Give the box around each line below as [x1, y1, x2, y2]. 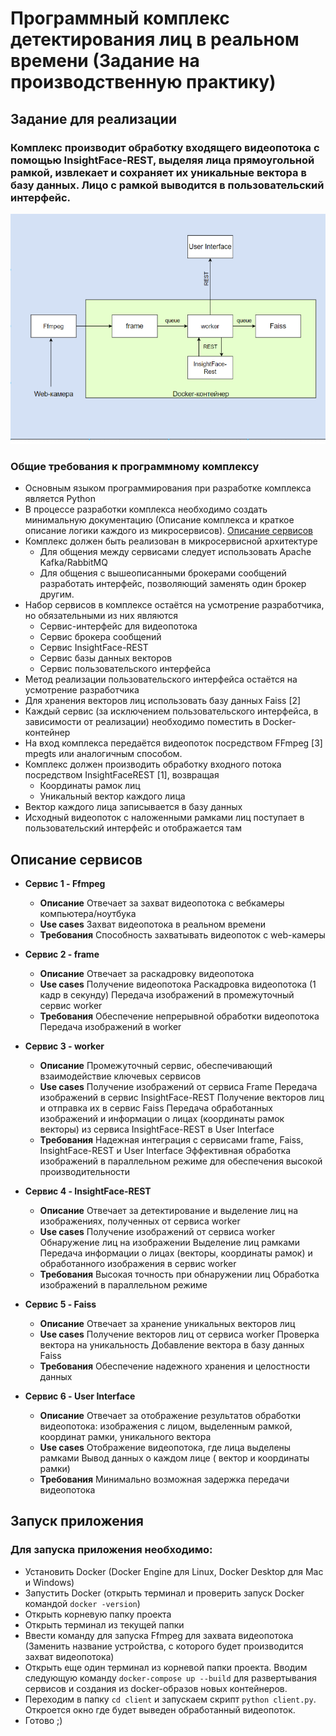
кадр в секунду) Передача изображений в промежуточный [39, 989, 295, 1001]
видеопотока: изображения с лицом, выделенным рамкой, [39, 1420, 293, 1432]
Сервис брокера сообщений [39, 631, 162, 643]
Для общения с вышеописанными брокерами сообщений [39, 567, 287, 579]
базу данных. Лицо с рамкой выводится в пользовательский [10, 178, 325, 192]
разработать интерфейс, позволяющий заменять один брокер [39, 578, 307, 590]
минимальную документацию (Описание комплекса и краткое [24, 514, 295, 526]
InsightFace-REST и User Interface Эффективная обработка [39, 1145, 292, 1157]
